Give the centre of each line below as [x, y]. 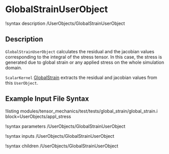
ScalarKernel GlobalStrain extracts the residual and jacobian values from [81, 78]
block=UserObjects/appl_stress [38, 116]
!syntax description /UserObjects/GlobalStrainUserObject [65, 23]
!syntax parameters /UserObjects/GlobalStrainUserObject [65, 126]
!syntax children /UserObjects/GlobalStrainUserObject [62, 146]
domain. [14, 67]
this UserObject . [22, 83]
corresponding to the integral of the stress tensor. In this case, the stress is [84, 57]
